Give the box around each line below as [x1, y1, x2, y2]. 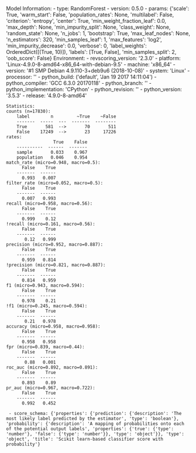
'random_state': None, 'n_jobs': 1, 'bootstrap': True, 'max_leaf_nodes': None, [6, 30, 190, 37]
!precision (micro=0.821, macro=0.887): [6, 262, 106, 268]
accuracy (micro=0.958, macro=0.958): [6, 324, 101, 330]
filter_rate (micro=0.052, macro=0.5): [6, 180, 104, 186]
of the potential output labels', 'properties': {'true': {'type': [6, 426, 174, 432]
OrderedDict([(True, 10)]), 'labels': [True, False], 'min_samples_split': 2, [6, 49, 177, 55]
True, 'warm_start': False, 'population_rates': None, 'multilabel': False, [6, 11, 174, 18]
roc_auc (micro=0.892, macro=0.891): [6, 365, 98, 370]
